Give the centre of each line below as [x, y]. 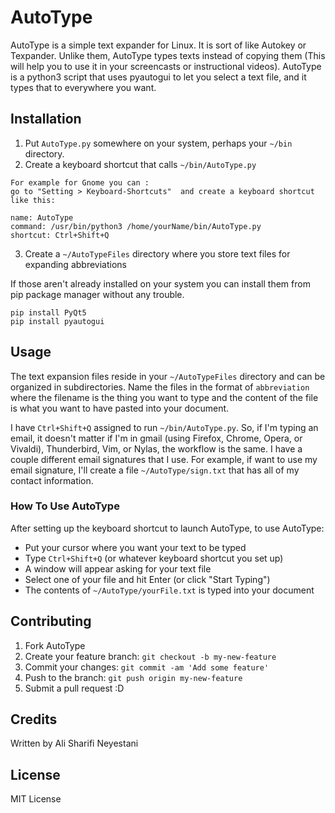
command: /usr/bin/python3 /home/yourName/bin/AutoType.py [136, 226]
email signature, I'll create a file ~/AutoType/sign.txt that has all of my [155, 470]
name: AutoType [42, 217]
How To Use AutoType [65, 506]
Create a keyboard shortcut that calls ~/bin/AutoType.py [140, 164]
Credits [34, 719]
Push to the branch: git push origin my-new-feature [133, 677]
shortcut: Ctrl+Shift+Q [60, 235]
